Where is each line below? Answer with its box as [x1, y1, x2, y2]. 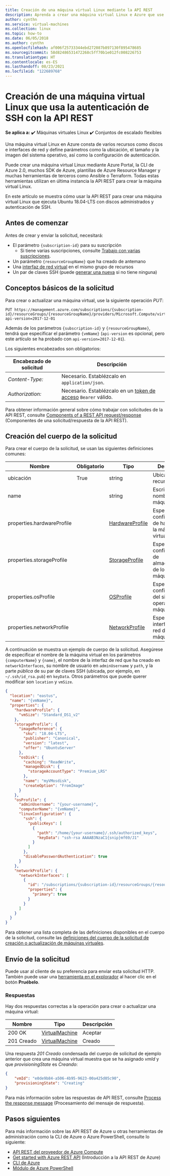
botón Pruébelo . [5, 979, 39, 985]
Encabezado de [13, 358, 52, 365]
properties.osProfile [8, 593, 55, 600]
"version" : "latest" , [23, 741, 69, 746]
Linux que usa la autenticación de [5, 102, 149, 113]
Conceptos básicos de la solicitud [5, 284, 114, 293]
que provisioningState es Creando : [5, 1061, 78, 1067]
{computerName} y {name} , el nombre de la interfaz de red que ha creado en [5, 657, 160, 663]
